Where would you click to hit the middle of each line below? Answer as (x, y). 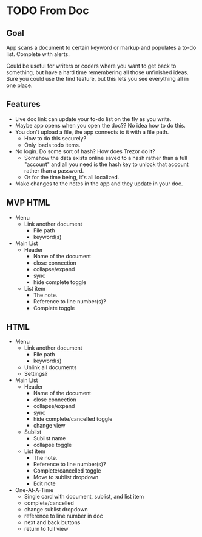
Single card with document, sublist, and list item (84, 497)
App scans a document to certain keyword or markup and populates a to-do (101, 47)
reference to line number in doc (63, 516)
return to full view (46, 529)
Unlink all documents (50, 367)
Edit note (44, 483)
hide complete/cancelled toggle (73, 419)
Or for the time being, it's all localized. (72, 177)
